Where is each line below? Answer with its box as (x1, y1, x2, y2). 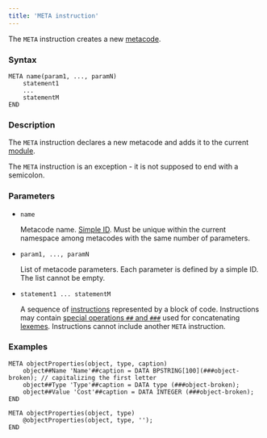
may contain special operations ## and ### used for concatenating (19, 312, 240, 323)
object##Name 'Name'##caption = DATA (23, 366, 150, 375)
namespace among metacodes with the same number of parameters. (19, 233, 251, 243)
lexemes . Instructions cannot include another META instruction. (19, 321, 226, 331)
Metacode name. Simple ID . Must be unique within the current (19, 224, 227, 234)
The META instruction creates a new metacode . (8, 34, 161, 44)
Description (8, 119, 56, 130)
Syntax (8, 54, 37, 65)
